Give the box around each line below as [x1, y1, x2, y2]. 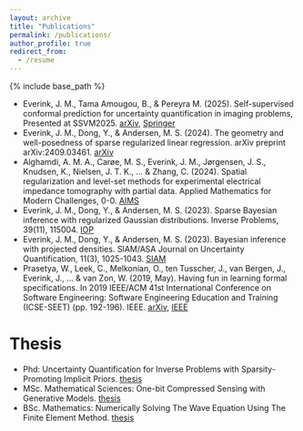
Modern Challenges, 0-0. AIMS [22, 195, 139, 206]
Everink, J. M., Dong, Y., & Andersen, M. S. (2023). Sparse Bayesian [22, 205, 278, 215]
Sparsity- [240, 364, 276, 375]
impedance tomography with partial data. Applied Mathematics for [22, 186, 272, 196]
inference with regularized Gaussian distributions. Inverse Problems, [22, 215, 279, 225]
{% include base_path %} [9, 81, 106, 91]
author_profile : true [9, 38, 92, 48]
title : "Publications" [9, 22, 96, 31]
